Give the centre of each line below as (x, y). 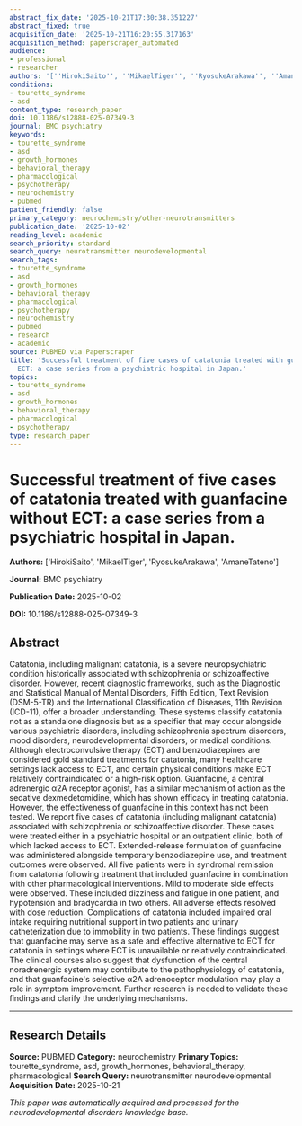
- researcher (34, 68)
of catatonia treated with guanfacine (148, 499)
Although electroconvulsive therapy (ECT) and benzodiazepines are (135, 750)
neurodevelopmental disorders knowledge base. (99, 1112)
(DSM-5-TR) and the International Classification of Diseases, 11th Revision (146, 703)
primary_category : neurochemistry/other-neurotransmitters (122, 218)
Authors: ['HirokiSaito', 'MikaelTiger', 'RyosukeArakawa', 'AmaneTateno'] (144, 562)
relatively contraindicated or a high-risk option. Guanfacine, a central (137, 779)
